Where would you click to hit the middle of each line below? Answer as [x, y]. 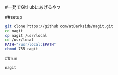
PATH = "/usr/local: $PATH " [30, 44]
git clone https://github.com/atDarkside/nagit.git [59, 26]
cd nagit [14, 31]
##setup [14, 17]
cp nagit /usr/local [26, 35]
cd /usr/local [20, 40]
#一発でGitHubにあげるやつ [33, 7]
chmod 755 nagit [22, 49]
